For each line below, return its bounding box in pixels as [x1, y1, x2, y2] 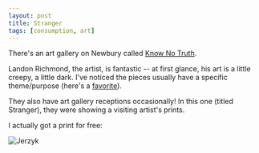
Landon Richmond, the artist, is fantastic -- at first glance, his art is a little [8, 64, 251, 74]
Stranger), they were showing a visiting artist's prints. [8, 105, 185, 115]
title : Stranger [8, 19, 63, 27]
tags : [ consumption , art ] [8, 26, 95, 34]
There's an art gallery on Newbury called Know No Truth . [8, 49, 197, 58]
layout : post [8, 11, 52, 20]
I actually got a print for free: [8, 121, 103, 131]
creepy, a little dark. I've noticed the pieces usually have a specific [8, 73, 229, 83]
